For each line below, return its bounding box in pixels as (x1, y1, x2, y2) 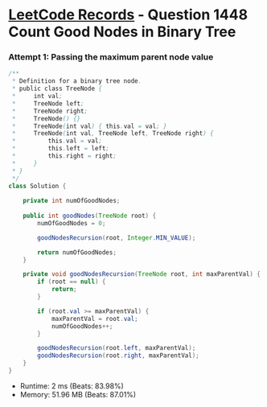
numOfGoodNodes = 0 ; (37, 219, 106, 227)
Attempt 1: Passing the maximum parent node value (8, 51, 214, 63)
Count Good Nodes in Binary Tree (8, 23, 236, 41)
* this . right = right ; (11, 152, 117, 160)
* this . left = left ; (11, 145, 110, 153)
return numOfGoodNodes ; (37, 248, 117, 257)
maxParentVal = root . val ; (51, 314, 138, 323)
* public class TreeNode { (11, 84, 103, 93)
